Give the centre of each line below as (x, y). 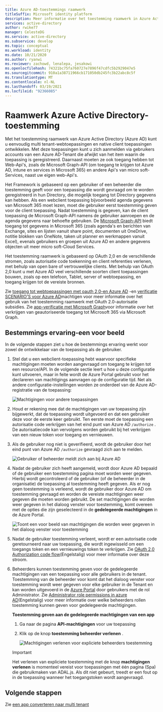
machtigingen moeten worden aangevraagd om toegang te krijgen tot (81, 364)
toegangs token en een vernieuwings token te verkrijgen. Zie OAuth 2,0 (83, 549)
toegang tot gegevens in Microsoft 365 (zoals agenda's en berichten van (78, 226)
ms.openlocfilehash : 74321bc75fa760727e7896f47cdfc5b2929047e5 (70, 69)
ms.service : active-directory (36, 37)
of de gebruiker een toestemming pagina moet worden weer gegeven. (82, 473)
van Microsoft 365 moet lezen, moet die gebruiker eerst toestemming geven (81, 206)
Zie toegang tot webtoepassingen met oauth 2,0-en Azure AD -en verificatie (81, 291)
